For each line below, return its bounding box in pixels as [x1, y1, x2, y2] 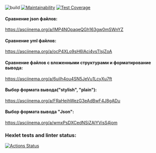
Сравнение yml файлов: [5, 38, 57, 43]
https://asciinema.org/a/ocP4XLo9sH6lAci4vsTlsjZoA [5, 49, 112, 55]
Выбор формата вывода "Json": [5, 109, 74, 115]
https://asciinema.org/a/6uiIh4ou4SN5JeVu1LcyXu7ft [5, 76, 112, 81]
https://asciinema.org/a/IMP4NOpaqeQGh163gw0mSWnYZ [5, 27, 123, 33]
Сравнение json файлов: [5, 16, 58, 21]
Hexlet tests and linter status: [5, 132, 77, 138]
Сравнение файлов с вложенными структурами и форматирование [5, 60, 151, 65]
